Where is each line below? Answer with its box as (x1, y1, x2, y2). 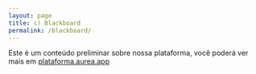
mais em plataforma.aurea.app (8, 56, 110, 66)
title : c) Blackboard (8, 19, 81, 27)
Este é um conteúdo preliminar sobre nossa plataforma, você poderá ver (8, 49, 249, 58)
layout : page (8, 11, 52, 20)
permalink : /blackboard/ (8, 26, 92, 34)
